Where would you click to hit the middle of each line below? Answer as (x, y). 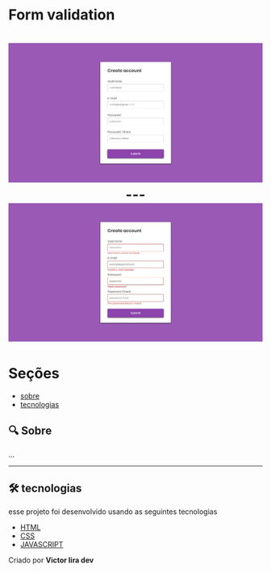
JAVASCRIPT (42, 545)
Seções (34, 374)
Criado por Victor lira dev (51, 560)
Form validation (62, 15)
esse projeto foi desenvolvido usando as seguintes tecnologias (113, 512)
